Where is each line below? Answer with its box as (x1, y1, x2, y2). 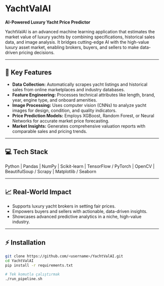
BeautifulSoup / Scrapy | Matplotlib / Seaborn (5, 168, 97, 174)
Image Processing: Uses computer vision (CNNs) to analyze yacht (12, 102, 146, 108)
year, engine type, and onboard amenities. (12, 97, 98, 103)
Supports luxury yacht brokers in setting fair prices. (12, 203, 116, 209)
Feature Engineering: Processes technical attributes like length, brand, (12, 92, 155, 98)
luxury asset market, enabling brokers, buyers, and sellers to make (5, 44, 139, 50)
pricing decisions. (19, 50, 55, 55)
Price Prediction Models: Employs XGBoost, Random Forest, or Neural (12, 112, 155, 118)
